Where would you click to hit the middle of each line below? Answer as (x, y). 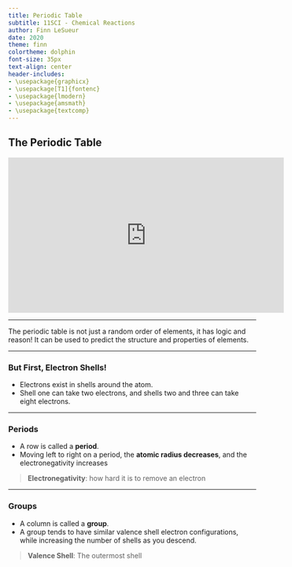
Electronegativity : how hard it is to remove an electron (116, 479)
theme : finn (28, 45)
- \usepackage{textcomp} (49, 111)
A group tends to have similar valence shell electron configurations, (129, 532)
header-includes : (37, 74)
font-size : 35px (35, 60)
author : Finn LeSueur (44, 30)
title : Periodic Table (45, 15)
